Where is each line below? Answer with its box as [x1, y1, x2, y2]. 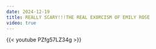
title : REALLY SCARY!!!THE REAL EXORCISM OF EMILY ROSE [6, 14, 150, 20]
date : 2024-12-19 [6, 8, 50, 15]
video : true [6, 20, 36, 26]
